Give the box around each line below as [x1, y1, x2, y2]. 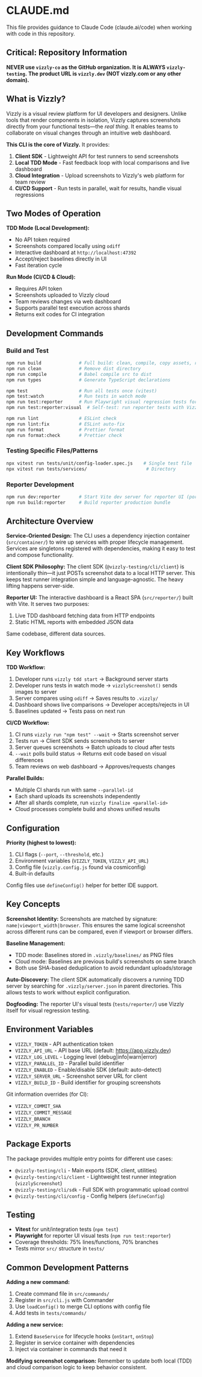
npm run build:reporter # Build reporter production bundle [6, 499, 171, 506]
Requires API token [14, 285, 63, 293]
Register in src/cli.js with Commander [14, 1297, 114, 1304]
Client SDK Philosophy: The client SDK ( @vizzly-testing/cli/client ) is [6, 563, 185, 570]
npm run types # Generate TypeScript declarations [6, 377, 171, 383]
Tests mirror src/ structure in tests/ [14, 1245, 105, 1252]
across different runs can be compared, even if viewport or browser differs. [6, 927, 194, 935]
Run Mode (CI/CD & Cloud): [6, 273, 76, 281]
